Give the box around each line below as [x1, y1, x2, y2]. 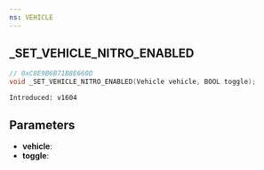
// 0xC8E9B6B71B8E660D [9, 69, 93, 78]
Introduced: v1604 [9, 94, 77, 103]
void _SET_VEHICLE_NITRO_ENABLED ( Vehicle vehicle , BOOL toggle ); [9, 77, 256, 87]
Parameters [9, 117, 76, 133]
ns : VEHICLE [9, 12, 53, 22]
